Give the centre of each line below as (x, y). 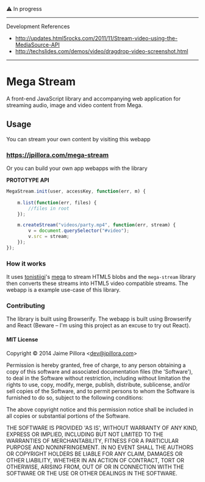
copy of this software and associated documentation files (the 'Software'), (100, 371)
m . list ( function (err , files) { (57, 202)
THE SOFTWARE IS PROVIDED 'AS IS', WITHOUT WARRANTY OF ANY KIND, (102, 428)
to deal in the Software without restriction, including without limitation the (98, 378)
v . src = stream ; (49, 237)
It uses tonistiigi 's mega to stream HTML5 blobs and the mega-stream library (101, 277)
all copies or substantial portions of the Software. (68, 416)
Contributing (26, 306)
